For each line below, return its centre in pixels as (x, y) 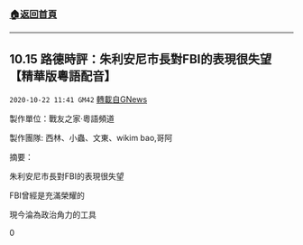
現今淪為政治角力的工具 (53, 215)
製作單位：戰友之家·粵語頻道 (62, 118)
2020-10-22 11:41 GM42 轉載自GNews (78, 99)
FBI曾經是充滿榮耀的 (47, 195)
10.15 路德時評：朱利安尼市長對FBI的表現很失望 (141, 59)
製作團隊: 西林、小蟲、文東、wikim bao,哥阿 (91, 138)
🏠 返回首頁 (33, 14)
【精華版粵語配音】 (63, 75)
